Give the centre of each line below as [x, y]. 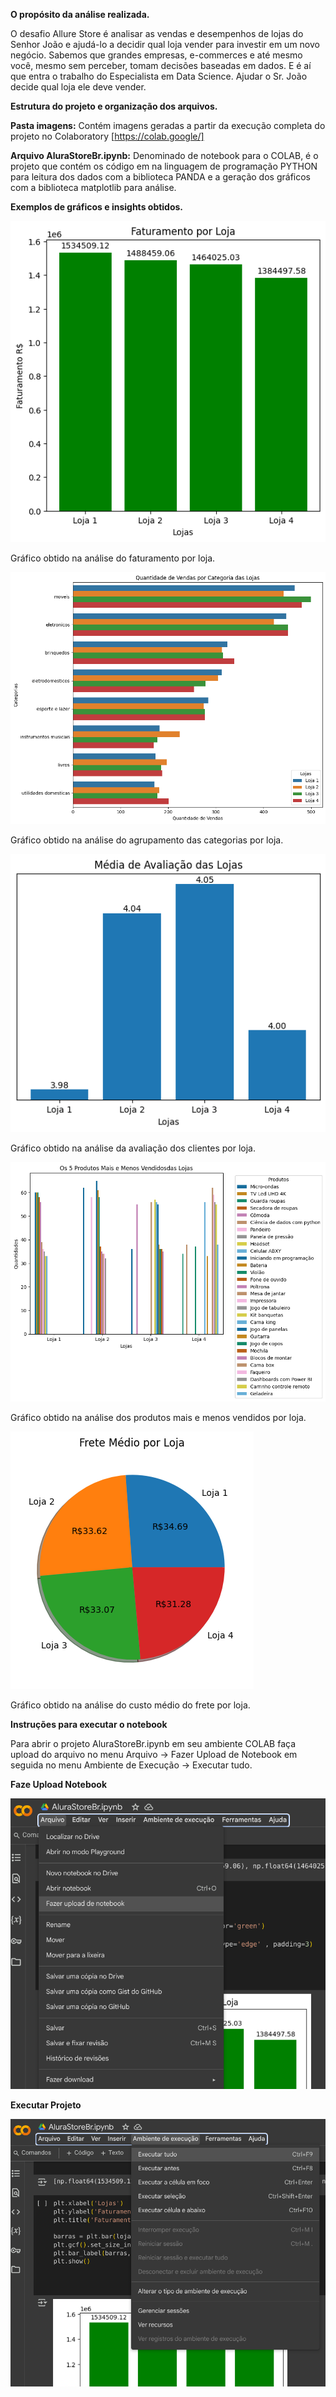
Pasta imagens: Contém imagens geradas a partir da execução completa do [168, 125]
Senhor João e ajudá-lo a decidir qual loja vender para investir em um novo [165, 44]
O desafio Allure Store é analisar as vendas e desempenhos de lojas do [157, 33]
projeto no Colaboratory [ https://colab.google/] [107, 136]
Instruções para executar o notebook [89, 1724]
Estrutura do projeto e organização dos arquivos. [114, 106]
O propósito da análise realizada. [80, 14]
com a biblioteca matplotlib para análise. [93, 187]
